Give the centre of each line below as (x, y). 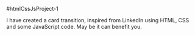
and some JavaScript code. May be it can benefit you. (74, 27)
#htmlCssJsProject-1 (33, 9)
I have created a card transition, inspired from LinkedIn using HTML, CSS (98, 20)
